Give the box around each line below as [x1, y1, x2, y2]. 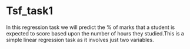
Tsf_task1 [6, 4, 54, 18]
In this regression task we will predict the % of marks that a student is [6, 24, 175, 31]
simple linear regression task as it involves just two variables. [6, 36, 154, 43]
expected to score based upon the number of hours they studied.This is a [6, 30, 184, 37]
